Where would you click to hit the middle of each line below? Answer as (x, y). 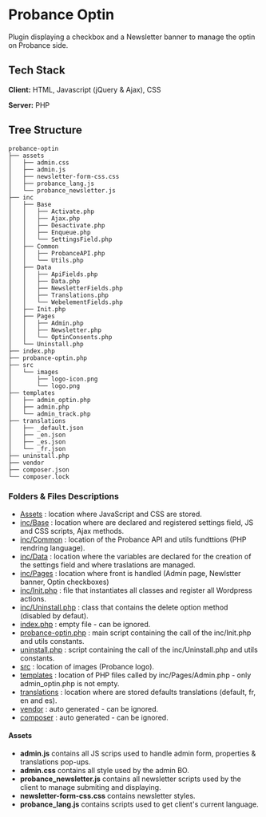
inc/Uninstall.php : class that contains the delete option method (124, 607)
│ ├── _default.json (46, 428)
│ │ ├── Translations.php (59, 295)
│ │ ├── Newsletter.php (55, 330)
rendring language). (52, 547)
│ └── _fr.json (37, 448)
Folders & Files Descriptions (64, 496)
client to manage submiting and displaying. (90, 787)
